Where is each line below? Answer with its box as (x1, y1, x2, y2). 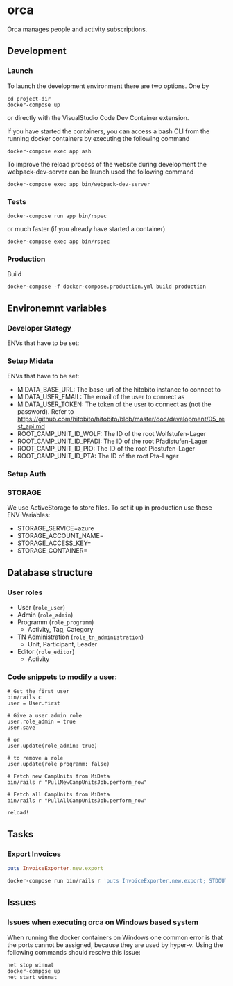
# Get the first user (7, 688, 70, 695)
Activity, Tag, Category (27, 626, 94, 634)
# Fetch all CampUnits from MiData (7, 791, 110, 799)
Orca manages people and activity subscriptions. (7, 25, 148, 33)
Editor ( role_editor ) (17, 648, 75, 656)
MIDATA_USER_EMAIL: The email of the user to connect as (17, 393, 185, 401)
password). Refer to (17, 408, 74, 416)
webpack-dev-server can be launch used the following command (7, 167, 194, 176)
